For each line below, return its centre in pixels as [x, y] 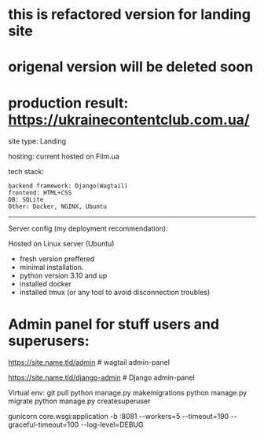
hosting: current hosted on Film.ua [64, 157]
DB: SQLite [26, 200]
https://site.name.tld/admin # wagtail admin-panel [89, 362]
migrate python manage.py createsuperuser [79, 401]
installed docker [46, 284]
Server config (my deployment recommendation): [88, 228]
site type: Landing [37, 141]
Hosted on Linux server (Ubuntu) [61, 244]
